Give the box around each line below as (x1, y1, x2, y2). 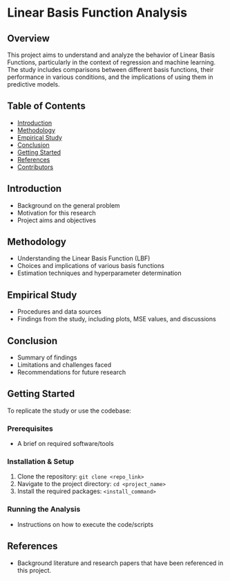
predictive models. (7, 80, 60, 88)
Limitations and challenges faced (17, 361, 112, 369)
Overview (7, 33, 50, 44)
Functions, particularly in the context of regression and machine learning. (7, 58, 216, 66)
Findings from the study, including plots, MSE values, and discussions (17, 315, 216, 323)
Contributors (17, 163, 54, 171)
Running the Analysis (7, 504, 81, 514)
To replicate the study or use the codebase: (7, 406, 131, 415)
